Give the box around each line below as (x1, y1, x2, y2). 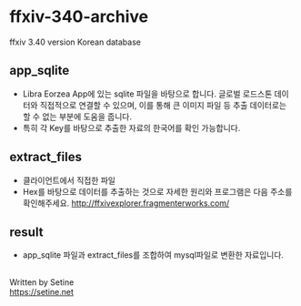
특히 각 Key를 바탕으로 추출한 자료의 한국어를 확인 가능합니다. (22, 122, 241, 133)
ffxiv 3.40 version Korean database (9, 36, 141, 47)
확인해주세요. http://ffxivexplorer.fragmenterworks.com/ (22, 198, 230, 209)
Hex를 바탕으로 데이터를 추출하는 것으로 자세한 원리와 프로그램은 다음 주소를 (22, 186, 293, 197)
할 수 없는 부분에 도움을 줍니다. (22, 111, 132, 122)
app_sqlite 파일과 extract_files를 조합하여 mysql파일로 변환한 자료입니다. (22, 250, 285, 260)
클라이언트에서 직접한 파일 (22, 175, 116, 186)
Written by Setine (9, 276, 75, 288)
